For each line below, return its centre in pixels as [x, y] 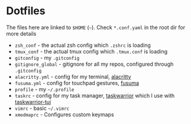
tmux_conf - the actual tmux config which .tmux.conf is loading [91, 51]
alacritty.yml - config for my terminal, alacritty [73, 77]
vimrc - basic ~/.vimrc [42, 108]
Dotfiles [26, 11]
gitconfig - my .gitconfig [47, 58]
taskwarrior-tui [33, 101]
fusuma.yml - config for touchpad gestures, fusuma [77, 83]
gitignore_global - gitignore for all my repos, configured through [94, 64]
